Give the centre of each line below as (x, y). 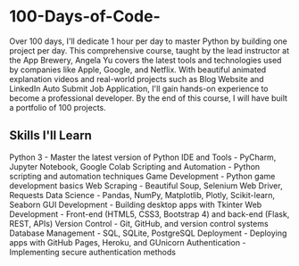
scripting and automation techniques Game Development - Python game (142, 176)
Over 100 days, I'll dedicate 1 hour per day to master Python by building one (149, 41)
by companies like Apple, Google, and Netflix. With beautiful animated (138, 70)
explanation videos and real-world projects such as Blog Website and (137, 79)
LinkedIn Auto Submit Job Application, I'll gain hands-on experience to (139, 88)
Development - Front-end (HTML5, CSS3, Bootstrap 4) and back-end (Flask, (149, 214)
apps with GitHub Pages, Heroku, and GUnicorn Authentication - (128, 242)
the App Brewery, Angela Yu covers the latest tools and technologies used (145, 60)
